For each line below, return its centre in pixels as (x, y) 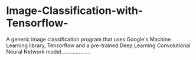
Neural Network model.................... (49, 51)
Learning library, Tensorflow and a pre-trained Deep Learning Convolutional (98, 45)
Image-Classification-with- (75, 11)
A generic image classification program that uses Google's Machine (89, 39)
